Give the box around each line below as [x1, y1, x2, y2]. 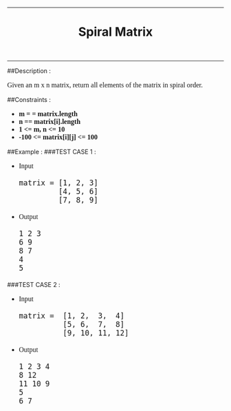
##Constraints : [7, 95, 52, 103]
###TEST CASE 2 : [7, 280, 60, 288]
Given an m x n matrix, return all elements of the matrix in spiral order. [7, 81, 203, 89]
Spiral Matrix [78, 24, 153, 40]
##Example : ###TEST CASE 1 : [7, 147, 96, 156]
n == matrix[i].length [19, 117, 81, 125]
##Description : [7, 66, 52, 75]
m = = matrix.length [19, 109, 78, 118]
